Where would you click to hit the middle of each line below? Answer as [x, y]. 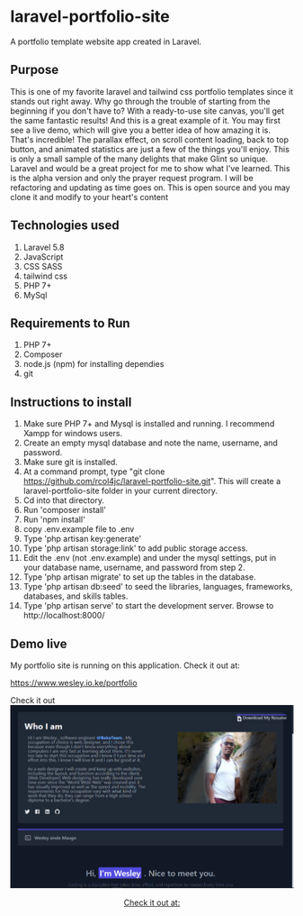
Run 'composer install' [65, 510]
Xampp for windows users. [73, 434]
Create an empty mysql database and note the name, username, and [150, 443]
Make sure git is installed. [70, 463]
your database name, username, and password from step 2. [134, 568]
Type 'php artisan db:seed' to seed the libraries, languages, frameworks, [158, 587]
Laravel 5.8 [44, 247]
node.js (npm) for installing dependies [94, 364]
